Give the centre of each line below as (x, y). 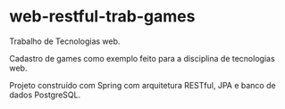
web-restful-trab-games (102, 17)
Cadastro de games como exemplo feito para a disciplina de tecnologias (142, 58)
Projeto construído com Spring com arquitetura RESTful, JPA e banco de (142, 85)
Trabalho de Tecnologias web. (65, 41)
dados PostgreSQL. (45, 95)
